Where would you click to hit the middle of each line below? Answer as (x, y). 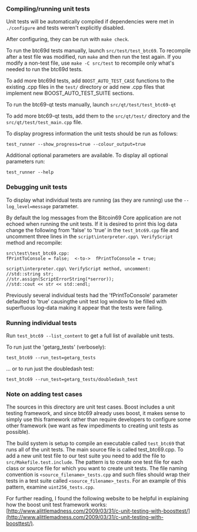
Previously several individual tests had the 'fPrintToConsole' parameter (92, 295)
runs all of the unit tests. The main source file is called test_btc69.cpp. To (95, 450)
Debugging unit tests (37, 187)
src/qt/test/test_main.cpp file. (44, 122)
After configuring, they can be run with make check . (68, 39)
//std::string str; (30, 274)
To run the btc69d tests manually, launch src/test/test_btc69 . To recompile (98, 51)
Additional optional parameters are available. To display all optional (87, 155)
